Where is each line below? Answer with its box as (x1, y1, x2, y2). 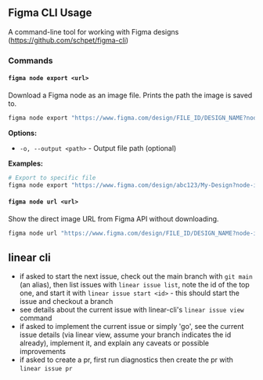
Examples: (8, 159, 43, 168)
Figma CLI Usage (8, 6, 92, 20)
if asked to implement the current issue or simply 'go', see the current (19, 322, 244, 331)
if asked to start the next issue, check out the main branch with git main (19, 272, 253, 281)
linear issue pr (19, 365, 73, 373)
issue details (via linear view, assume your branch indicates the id (19, 330, 232, 340)
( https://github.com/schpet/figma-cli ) (8, 35, 129, 45)
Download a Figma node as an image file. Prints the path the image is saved (8, 90, 253, 100)
